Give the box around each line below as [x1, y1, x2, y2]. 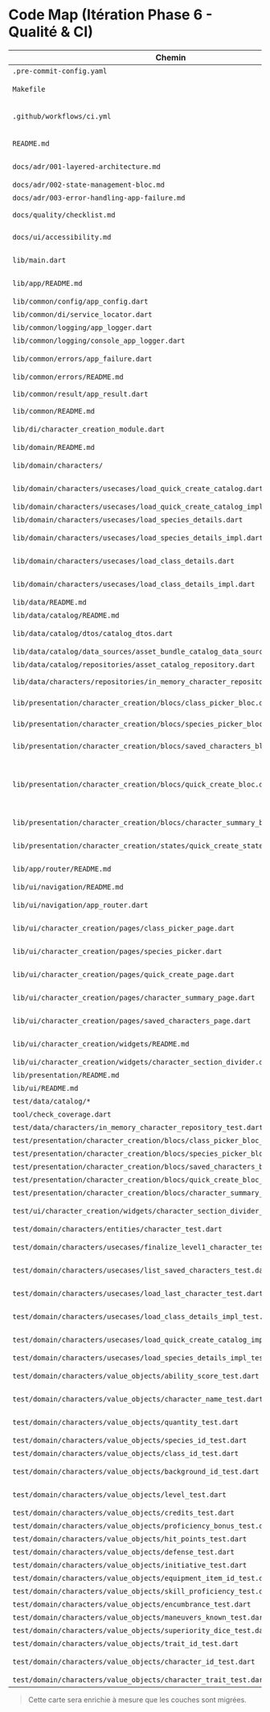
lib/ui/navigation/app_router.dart [12, 900, 149, 910]
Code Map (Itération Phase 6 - [8, 6, 213, 24]
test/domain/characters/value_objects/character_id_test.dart [12, 1656, 256, 1666]
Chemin [155, 52, 186, 63]
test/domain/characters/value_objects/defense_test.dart [12, 1547, 235, 1557]
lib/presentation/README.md [12, 1071, 120, 1079]
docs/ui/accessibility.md [12, 232, 112, 241]
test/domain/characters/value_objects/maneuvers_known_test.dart [12, 1612, 268, 1622]
